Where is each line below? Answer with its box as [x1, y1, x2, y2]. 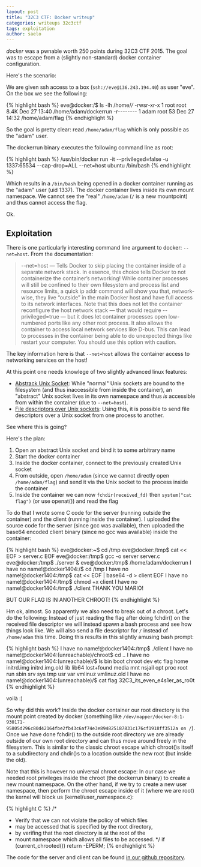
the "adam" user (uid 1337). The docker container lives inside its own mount [6, 187, 194, 194]
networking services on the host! [6, 356, 88, 364]
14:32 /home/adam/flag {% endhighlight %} [6, 115, 114, 122]
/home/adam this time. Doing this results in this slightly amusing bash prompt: [6, 633, 194, 640]
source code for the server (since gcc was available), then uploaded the [6, 521, 185, 529]
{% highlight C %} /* [6, 805, 57, 812]
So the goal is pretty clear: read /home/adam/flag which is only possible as [6, 126, 189, 133]
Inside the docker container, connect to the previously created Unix [14, 459, 182, 466]
